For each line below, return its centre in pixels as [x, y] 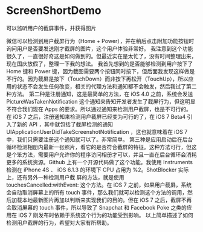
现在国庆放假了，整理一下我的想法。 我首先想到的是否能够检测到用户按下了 [100, 64]
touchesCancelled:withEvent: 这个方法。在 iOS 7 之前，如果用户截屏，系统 [99, 185]
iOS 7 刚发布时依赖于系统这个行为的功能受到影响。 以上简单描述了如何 [105, 215]
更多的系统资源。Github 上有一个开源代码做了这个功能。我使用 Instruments [100, 162]
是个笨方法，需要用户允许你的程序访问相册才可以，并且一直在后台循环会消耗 [101, 154]
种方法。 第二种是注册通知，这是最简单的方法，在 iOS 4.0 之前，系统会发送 [100, 94]
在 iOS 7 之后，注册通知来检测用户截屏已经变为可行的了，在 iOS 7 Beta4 [96, 116]
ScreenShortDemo [54, 11]
